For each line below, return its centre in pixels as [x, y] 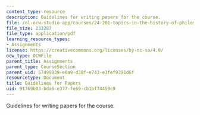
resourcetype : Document [36, 78]
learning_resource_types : [38, 39]
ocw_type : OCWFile [29, 56]
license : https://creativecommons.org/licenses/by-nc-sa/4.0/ [85, 50]
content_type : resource [36, 12]
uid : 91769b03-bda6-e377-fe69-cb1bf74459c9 [61, 89]
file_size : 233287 [29, 28]
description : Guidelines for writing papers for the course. [84, 17]
